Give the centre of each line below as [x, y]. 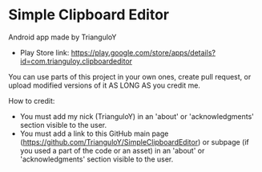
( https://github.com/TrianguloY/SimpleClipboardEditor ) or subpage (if [135, 141]
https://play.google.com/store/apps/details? [143, 52]
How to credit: [32, 100]
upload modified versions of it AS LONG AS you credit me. [104, 85]
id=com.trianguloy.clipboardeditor [76, 61]
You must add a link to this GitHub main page [94, 133]
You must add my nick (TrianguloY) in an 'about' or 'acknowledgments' [137, 116]
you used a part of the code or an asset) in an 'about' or [112, 150]
